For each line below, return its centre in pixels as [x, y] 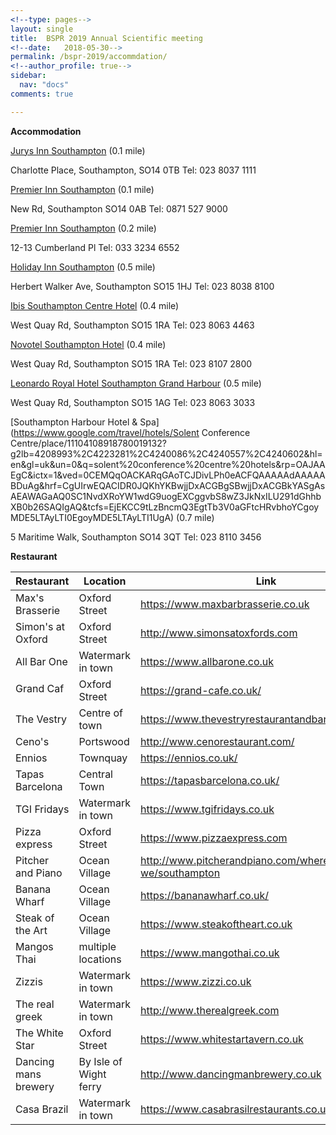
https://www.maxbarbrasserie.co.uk [225, 604]
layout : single [42, 29]
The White [39, 1033]
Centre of [101, 713]
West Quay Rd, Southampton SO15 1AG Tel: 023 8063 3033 [133, 402]
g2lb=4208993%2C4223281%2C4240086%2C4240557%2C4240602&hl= [166, 453]
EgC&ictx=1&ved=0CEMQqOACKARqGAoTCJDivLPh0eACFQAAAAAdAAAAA [168, 475]
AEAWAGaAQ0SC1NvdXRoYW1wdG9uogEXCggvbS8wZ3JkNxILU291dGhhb [166, 496]
